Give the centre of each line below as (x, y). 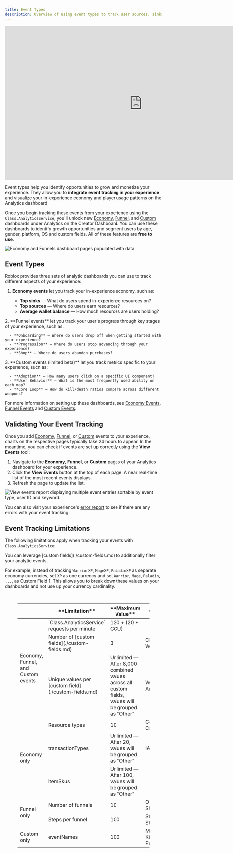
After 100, (122, 775)
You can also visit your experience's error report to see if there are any (78, 507)
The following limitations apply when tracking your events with (69, 540)
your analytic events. (27, 560)
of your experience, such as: (34, 326)
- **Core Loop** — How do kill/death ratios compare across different (84, 390)
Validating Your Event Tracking (54, 424)
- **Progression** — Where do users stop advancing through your (79, 344)
